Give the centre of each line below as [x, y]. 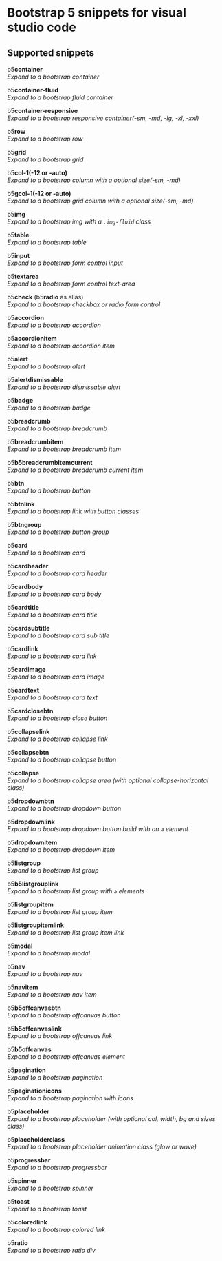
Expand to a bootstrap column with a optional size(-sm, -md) [94, 180]
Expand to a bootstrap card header [57, 573]
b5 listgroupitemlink [35, 925]
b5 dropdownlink [31, 822]
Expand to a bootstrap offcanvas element [66, 1056]
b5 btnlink [21, 504]
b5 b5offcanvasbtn [34, 1008]
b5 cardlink [23, 649]
